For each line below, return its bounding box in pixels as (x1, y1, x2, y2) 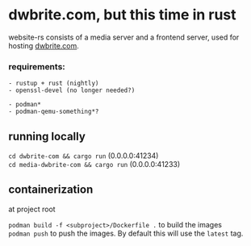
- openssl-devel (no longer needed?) (8, 86, 136, 94)
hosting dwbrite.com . (8, 40, 79, 50)
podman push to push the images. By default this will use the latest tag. (8, 228, 244, 238)
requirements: (8, 60, 66, 72)
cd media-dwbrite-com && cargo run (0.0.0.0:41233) (8, 160, 181, 169)
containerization (8, 183, 94, 197)
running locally (8, 129, 86, 143)
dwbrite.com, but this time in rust (8, 6, 236, 24)
